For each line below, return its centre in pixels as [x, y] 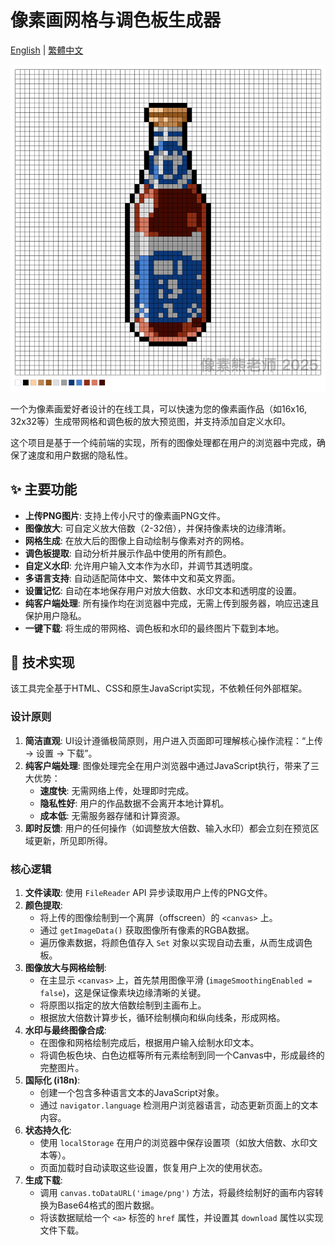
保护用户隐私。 [55, 615]
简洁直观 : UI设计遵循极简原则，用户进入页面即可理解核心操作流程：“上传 [174, 740]
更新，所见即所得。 [73, 840]
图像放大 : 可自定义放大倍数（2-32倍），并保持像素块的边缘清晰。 [158, 528]
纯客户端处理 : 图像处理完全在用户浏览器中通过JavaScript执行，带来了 [168, 765]
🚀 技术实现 [42, 662]
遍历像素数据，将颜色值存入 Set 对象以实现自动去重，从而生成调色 [176, 943]
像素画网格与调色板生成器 [116, 20]
